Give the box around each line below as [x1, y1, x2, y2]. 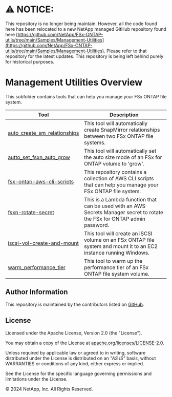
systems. [83, 139, 106, 146]
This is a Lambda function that [83, 196, 157, 203]
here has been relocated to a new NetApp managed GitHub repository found [5, 26, 166, 32]
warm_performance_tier [8, 264, 66, 271]
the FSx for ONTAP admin [83, 215, 146, 222]
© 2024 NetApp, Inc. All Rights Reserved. [5, 386, 93, 392]
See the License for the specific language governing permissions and [5, 370, 152, 377]
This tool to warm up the [83, 257, 142, 264]
